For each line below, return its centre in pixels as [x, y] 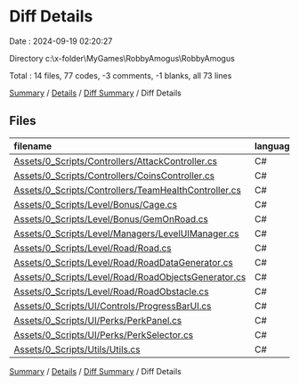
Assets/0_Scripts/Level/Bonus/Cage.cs [96, 204]
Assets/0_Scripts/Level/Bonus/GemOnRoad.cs [111, 218]
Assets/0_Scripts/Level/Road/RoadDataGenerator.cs [123, 262]
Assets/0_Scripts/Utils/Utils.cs [77, 349]
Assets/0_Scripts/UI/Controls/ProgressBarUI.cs [113, 306]
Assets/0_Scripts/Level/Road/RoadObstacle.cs [111, 291]
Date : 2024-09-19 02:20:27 [61, 41]
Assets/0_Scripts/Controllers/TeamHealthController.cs [128, 190]
